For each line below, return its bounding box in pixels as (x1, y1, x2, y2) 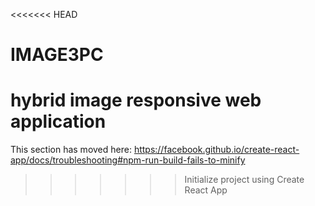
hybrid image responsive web (10, 89, 262, 112)
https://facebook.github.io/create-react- (133, 144, 300, 156)
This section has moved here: (10, 144, 132, 156)
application (10, 110, 107, 133)
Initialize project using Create (184, 174, 305, 186)
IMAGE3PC (10, 44, 104, 66)
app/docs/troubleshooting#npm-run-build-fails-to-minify (10, 154, 246, 166)
